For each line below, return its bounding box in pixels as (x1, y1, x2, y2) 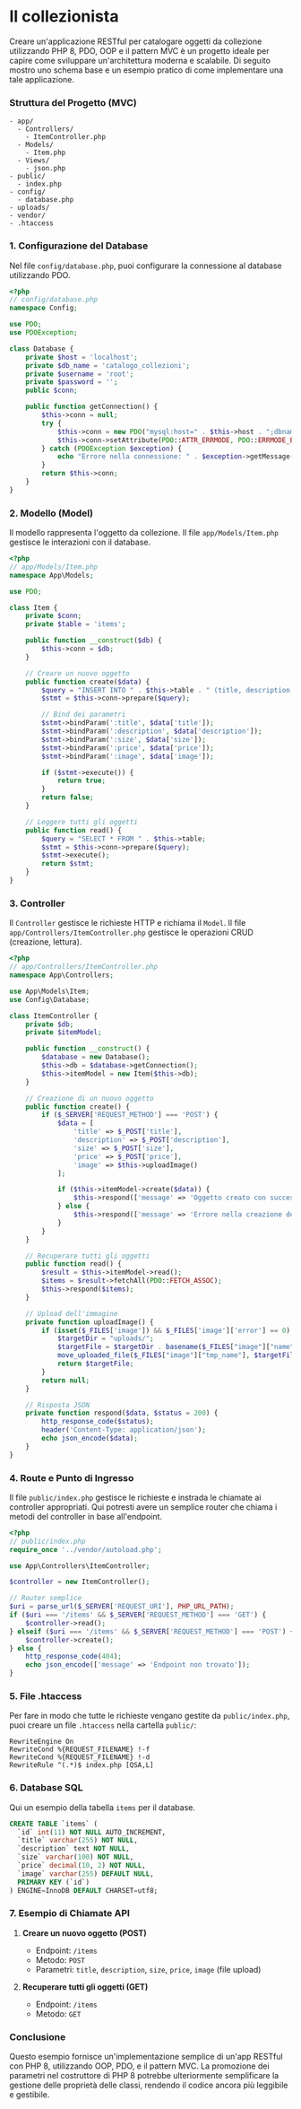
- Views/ (17, 156, 50, 165)
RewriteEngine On (9, 1738, 74, 1747)
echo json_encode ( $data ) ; (41, 1434, 139, 1442)
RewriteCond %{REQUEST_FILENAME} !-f (9, 1745, 150, 1755)
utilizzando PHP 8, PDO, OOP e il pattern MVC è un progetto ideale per (9, 45, 271, 56)
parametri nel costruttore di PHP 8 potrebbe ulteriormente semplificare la (9, 2070, 279, 2081)
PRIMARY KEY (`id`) (17, 1878, 90, 1887)
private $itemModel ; (25, 1028, 102, 1037)
